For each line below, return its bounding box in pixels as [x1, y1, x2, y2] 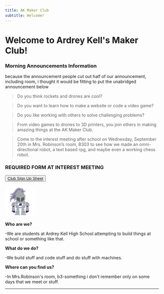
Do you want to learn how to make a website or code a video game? [17, 102, 154, 108]
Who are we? [5, 221, 33, 227]
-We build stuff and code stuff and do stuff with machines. [5, 255, 123, 261]
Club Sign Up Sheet [7, 176, 44, 181]
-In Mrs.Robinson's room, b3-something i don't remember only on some [5, 274, 150, 280]
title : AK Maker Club [5, 8, 49, 13]
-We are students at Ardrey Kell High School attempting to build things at [5, 231, 151, 236]
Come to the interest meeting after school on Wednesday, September [17, 136, 157, 142]
